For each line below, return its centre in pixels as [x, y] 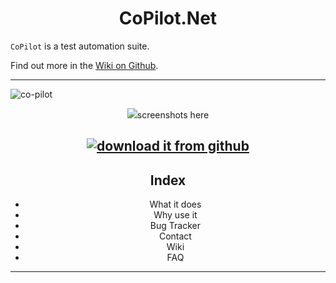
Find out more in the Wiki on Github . [84, 65]
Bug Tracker [175, 226]
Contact [175, 236]
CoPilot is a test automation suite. [80, 46]
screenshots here [173, 114]
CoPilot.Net [168, 18]
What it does [175, 204]
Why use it [175, 215]
